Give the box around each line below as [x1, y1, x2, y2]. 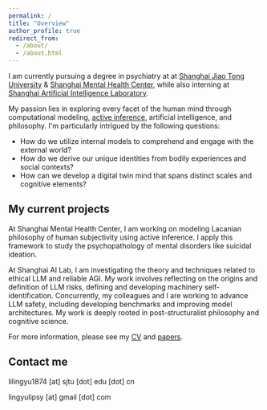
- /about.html [15, 49, 63, 57]
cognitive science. [8, 316, 69, 326]
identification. [8, 290, 54, 300]
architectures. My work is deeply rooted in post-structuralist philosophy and [8, 307, 260, 318]
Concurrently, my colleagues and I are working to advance [55, 290, 249, 300]
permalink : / [8, 11, 52, 20]
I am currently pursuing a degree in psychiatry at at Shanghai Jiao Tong [8, 72, 245, 80]
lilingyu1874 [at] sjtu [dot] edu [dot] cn [8, 376, 135, 386]
